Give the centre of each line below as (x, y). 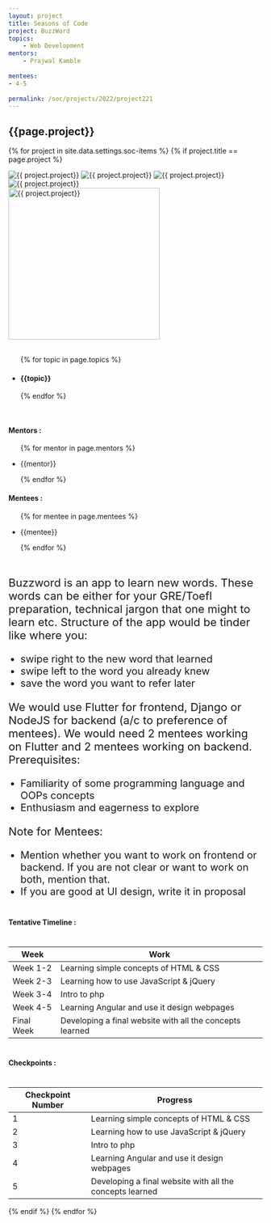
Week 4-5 (32, 1007)
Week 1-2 (32, 967)
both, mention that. (65, 879)
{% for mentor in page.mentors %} (77, 448)
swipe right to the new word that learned (116, 659)
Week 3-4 (32, 994)
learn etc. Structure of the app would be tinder (129, 622)
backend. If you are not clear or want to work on (134, 867)
